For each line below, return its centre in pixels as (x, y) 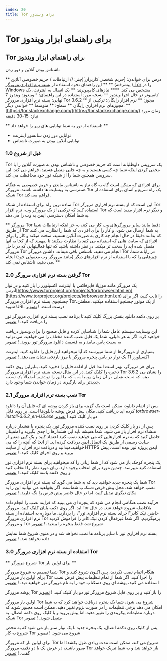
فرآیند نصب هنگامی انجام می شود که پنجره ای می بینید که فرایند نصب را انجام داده (82, 502)
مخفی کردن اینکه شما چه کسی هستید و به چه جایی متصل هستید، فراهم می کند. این (83, 169)
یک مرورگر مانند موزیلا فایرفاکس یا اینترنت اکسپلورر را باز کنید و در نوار (71, 285)
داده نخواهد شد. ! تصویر (28, 539)
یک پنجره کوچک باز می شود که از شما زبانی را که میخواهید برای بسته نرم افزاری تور (83, 462)
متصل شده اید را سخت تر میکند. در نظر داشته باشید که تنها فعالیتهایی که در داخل (80, 246)
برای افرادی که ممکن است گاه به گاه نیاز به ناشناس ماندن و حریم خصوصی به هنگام (83, 184)
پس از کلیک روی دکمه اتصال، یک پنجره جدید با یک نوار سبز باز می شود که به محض (82, 627)
